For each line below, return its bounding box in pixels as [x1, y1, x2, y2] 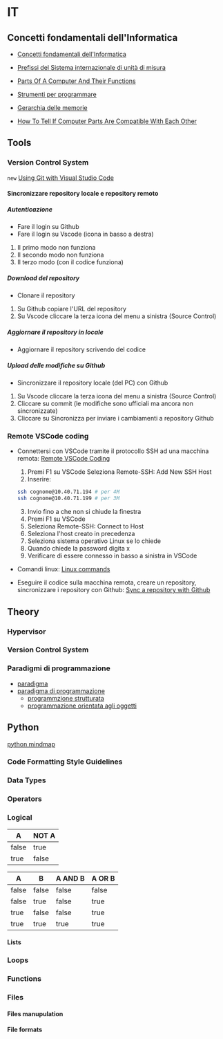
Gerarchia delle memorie [17, 104, 88, 111]
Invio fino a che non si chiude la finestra [27, 508, 142, 516]
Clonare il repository [17, 291, 75, 300]
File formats [7, 1025, 43, 1034]
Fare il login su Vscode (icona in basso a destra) [17, 230, 154, 239]
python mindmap [7, 739, 56, 748]
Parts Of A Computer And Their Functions [17, 77, 136, 85]
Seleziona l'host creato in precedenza [27, 530, 135, 538]
